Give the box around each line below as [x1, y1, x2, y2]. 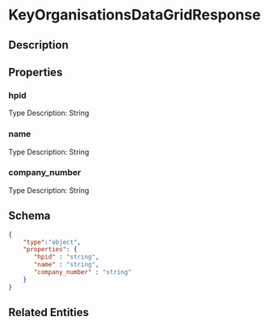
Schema [8, 209, 51, 223]
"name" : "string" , [33, 261, 99, 269]
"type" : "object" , [23, 237, 82, 246]
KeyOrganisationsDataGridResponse [8, 6, 261, 24]
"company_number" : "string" [33, 268, 132, 276]
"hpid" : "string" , [33, 253, 99, 261]
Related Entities [8, 306, 89, 319]
